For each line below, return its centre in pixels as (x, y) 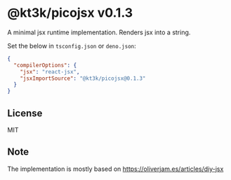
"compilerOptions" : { (45, 65)
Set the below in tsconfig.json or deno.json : (72, 46)
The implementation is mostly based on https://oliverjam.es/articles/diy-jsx (115, 169)
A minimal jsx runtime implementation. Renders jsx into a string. (99, 32)
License (25, 113)
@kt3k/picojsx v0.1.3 (70, 13)
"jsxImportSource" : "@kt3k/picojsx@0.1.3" (83, 78)
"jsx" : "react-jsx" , (50, 71)
